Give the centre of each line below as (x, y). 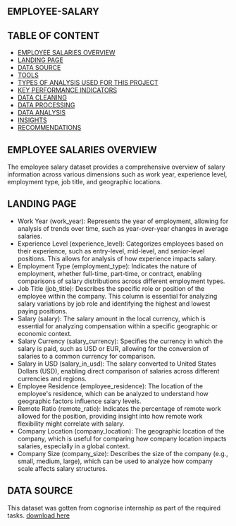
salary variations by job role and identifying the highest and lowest (114, 304)
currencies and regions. (52, 378)
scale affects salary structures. (62, 468)
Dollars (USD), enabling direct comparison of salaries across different (118, 371)
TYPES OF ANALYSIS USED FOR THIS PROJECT (88, 83)
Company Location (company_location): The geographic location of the (121, 431)
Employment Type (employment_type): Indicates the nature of (107, 266)
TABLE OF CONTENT (54, 36)
